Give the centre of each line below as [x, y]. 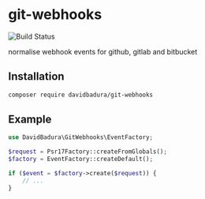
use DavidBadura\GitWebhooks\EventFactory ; [81, 137]
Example [30, 120]
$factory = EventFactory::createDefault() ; [81, 160]
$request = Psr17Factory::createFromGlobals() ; [88, 152]
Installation [36, 77]
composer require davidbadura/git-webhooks [81, 95]
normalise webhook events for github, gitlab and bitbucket [103, 51]
